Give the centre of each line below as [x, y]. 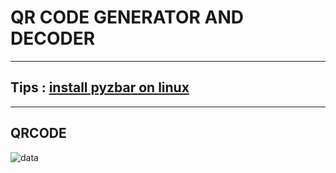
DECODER [53, 38]
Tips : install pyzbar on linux [100, 87]
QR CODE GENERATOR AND [127, 17]
